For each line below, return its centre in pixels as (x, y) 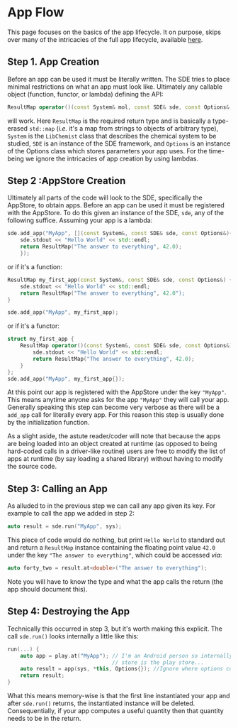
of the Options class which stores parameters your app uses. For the (107, 151)
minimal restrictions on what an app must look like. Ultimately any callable (115, 87)
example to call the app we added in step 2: (71, 514)
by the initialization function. (49, 423)
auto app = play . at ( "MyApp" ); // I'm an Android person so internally (126, 656)
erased (18, 128)
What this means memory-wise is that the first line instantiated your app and (119, 696)
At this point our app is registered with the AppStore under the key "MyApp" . (117, 392)
